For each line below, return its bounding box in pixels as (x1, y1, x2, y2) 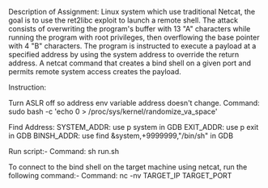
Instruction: (8, 82, 47, 92)
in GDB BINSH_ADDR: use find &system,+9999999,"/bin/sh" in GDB (8, 131, 233, 140)
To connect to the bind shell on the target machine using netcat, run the (8, 162, 248, 172)
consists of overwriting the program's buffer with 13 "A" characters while (8, 24, 251, 33)
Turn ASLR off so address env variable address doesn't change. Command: (8, 98, 261, 107)
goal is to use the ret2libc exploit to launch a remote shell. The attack (8, 15, 239, 25)
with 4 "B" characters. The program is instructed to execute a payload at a (8, 41, 257, 51)
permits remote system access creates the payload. (8, 67, 182, 76)
